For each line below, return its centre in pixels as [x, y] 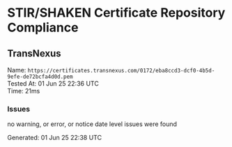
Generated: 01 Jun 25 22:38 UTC [55, 138]
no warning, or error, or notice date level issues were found [92, 124]
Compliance [43, 28]
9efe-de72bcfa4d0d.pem [40, 77]
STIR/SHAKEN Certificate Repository [116, 13]
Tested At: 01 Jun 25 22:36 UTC [53, 84]
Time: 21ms [24, 91]
